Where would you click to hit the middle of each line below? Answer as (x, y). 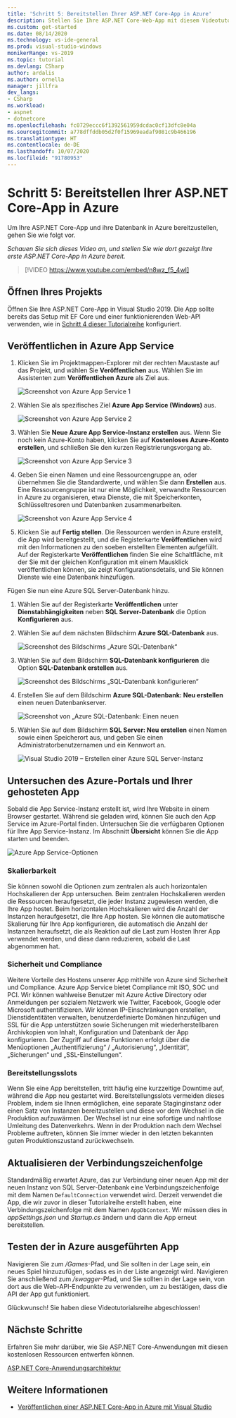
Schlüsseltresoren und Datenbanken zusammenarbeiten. (100, 505)
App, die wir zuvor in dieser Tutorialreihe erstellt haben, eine (94, 1202)
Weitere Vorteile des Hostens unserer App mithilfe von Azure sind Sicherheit (118, 979)
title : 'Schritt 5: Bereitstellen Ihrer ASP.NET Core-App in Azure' (110, 14)
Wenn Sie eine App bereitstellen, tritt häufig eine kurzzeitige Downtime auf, (116, 1088)
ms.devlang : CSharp (36, 66)
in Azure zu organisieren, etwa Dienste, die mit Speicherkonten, (110, 497)
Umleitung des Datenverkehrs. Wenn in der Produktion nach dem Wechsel (115, 1126)
